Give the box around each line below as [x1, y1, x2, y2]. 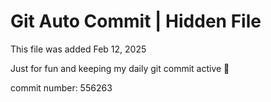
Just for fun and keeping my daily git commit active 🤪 [10, 62, 230, 74]
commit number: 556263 [10, 81, 113, 94]
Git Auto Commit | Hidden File [10, 10, 262, 33]
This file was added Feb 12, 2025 [10, 43, 147, 55]
